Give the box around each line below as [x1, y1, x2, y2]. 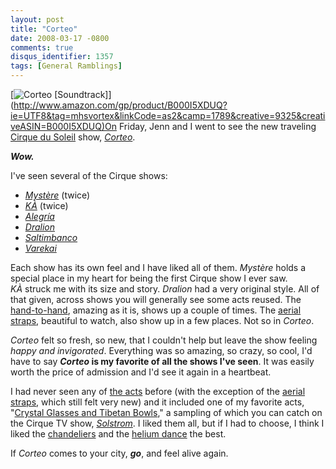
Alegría [24, 211, 55, 222]
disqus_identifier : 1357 [10, 52, 114, 62]
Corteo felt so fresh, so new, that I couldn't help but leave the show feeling [10, 334, 318, 346]
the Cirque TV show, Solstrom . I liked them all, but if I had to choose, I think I [10, 417, 325, 429]
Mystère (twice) [24, 189, 91, 201]
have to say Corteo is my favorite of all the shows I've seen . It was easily [10, 356, 315, 367]
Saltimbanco [24, 232, 78, 243]
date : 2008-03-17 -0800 [10, 33, 110, 43]
